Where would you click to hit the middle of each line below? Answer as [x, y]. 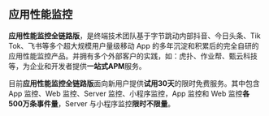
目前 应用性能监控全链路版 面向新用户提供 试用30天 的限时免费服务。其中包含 [134, 83]
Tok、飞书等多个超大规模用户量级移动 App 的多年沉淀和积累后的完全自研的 [134, 45]
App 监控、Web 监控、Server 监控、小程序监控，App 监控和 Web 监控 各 [129, 93]
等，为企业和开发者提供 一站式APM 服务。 [77, 66]
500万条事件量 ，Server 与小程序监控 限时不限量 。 [92, 103]
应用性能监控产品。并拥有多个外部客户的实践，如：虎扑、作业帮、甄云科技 [133, 56]
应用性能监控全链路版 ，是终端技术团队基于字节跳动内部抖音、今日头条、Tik [135, 36]
